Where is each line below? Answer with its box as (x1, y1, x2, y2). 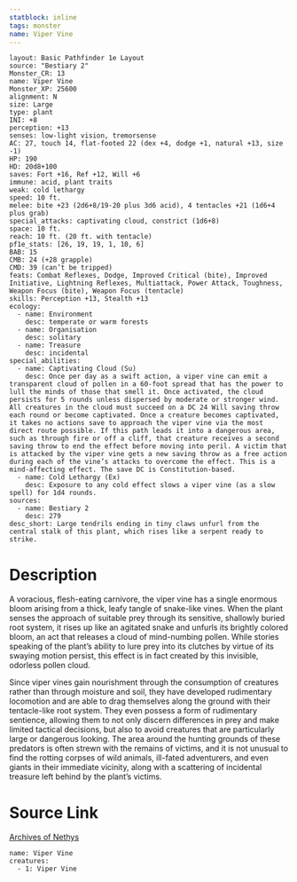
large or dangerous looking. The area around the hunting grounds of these (9, 734, 281, 744)
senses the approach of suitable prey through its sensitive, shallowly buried (9, 613, 285, 624)
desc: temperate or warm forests (25, 318, 149, 327)
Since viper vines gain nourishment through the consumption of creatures (9, 677, 279, 688)
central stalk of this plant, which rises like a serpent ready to (9, 527, 264, 537)
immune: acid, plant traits (9, 178, 113, 187)
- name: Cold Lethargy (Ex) (17, 473, 121, 482)
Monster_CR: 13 (9, 69, 66, 78)
